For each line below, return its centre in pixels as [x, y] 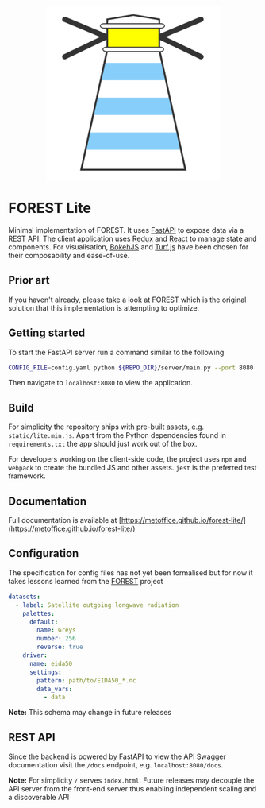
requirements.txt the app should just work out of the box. [103, 444]
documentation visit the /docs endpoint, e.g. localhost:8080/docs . [116, 765]
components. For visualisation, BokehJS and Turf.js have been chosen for [129, 247]
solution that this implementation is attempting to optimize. [104, 307]
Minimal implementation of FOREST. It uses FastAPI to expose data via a [126, 230]
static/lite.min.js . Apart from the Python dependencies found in [117, 435]
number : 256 [57, 639]
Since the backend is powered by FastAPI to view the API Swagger [117, 756]
